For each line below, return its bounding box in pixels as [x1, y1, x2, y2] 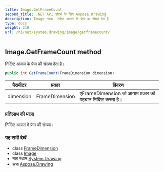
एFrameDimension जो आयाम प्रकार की [80, 90, 155, 97]
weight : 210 [5, 25, 29, 30]
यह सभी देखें [5, 134, 27, 141]
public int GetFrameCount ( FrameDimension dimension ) [5, 70, 115, 76]
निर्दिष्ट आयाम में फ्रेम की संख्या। [5, 122, 54, 128]
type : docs [5, 21, 27, 26]
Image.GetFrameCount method [5, 48, 102, 56]
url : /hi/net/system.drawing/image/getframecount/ [5, 30, 110, 35]
